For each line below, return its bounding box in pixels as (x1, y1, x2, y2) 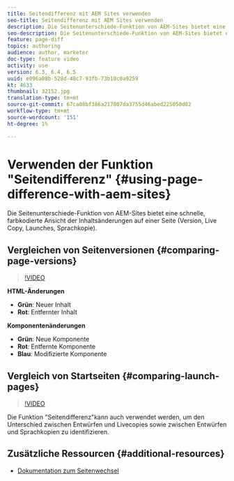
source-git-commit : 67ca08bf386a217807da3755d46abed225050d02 (7, 101, 192, 108)
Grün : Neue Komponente (17, 335, 90, 344)
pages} (7, 381, 40, 392)
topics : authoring (7, 43, 61, 49)
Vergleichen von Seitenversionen (7, 244, 155, 256)
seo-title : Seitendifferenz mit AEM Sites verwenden (7, 17, 164, 24)
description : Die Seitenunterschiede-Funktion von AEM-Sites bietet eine (7, 23, 226, 30)
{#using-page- (114, 171, 203, 187)
